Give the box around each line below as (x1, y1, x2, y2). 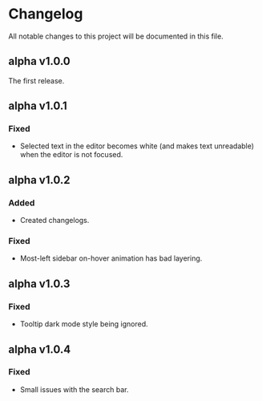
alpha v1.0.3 (8, 277, 71, 290)
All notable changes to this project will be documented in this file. (8, 31, 224, 41)
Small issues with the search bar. (19, 384, 129, 394)
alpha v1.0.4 (8, 342, 71, 356)
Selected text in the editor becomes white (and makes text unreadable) (19, 141, 255, 151)
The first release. (8, 75, 65, 85)
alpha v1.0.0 (8, 55, 71, 68)
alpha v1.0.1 (8, 99, 68, 113)
